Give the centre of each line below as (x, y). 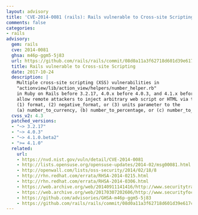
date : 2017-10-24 (33, 72)
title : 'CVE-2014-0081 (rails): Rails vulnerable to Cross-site (87, 17)
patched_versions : (34, 121)
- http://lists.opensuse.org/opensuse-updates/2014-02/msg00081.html (104, 165)
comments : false (26, 22)
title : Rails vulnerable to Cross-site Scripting (73, 66)
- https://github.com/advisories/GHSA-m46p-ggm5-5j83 (84, 198)
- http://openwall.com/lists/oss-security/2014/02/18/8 (87, 171)
